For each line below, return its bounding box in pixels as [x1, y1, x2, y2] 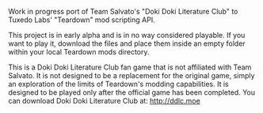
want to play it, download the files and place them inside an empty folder [8, 39, 246, 48]
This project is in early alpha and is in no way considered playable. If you [8, 31, 246, 40]
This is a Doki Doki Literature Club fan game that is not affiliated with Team [8, 62, 252, 72]
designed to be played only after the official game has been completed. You [8, 88, 256, 97]
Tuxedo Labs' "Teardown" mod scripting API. [8, 15, 156, 24]
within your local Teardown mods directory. [8, 47, 150, 56]
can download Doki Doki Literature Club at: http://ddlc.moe [8, 96, 200, 105]
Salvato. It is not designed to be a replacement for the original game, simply [8, 71, 255, 80]
